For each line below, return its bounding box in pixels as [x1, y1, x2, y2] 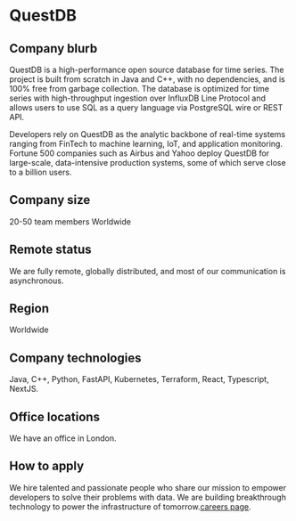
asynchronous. [9, 275, 64, 286]
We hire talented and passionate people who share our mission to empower [9, 482, 287, 493]
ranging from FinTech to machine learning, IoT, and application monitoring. [9, 139, 284, 149]
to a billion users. [9, 167, 72, 177]
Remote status [9, 242, 92, 257]
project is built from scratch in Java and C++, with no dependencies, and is [9, 74, 285, 85]
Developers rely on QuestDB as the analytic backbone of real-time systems [9, 129, 286, 139]
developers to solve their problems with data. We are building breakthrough [9, 492, 287, 502]
